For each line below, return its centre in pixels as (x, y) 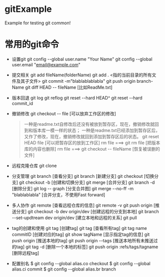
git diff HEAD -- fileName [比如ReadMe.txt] (69, 87)
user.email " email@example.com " (46, 64)
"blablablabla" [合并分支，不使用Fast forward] (59, 195)
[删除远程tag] (25, 253)
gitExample (28, 9)
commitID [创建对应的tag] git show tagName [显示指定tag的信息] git (81, 234)
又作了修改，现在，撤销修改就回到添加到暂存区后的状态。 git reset (91, 136)
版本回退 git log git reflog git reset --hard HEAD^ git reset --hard (77, 98)
